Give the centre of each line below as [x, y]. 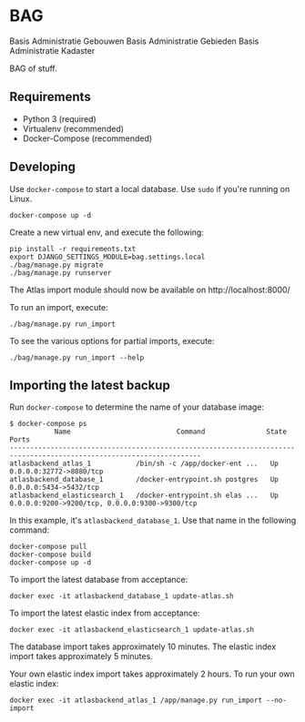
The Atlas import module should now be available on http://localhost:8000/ [150, 290]
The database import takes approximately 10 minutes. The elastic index [143, 646]
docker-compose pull [49, 547]
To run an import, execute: [59, 307]
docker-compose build [51, 555]
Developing [42, 167]
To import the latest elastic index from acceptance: [105, 613]
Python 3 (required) [60, 118]
